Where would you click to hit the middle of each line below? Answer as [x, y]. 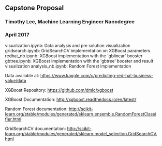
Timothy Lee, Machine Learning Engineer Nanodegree [70, 22]
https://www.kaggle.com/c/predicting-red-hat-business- [97, 75]
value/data [16, 81]
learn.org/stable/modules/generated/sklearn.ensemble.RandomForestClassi [81, 114]
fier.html [13, 119]
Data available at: [22, 75]
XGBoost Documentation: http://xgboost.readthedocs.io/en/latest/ [71, 99]
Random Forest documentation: [36, 109]
